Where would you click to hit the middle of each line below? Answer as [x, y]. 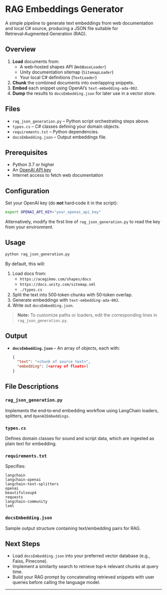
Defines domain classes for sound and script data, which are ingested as [80, 439]
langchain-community [27, 502]
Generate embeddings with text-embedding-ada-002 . [66, 300]
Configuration [27, 191]
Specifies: [15, 466]
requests [14, 497]
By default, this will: [25, 264]
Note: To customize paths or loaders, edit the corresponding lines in [87, 315]
